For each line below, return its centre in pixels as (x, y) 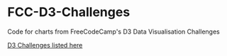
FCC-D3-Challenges (69, 12)
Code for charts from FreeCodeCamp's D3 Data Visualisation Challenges (113, 31)
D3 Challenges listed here (45, 45)
